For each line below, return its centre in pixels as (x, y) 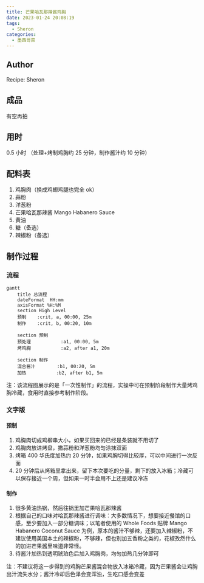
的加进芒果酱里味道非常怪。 (50, 546)
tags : (13, 23)
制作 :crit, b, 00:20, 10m (55, 323)
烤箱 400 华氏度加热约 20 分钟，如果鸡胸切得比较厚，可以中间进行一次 (104, 456)
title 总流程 (32, 295)
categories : (21, 35)
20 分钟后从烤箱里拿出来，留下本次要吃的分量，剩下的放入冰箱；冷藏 (102, 471)
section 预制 (33, 335)
